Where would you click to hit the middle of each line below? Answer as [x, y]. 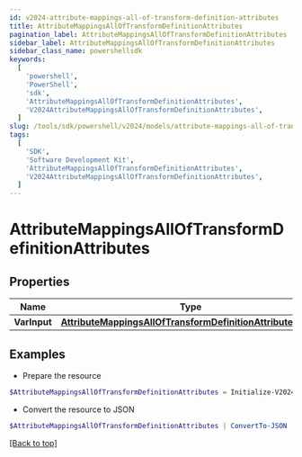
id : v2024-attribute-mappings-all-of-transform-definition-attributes [144, 18]
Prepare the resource [62, 375]
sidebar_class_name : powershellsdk [76, 51]
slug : [19, 127]
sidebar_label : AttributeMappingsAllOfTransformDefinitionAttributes [142, 43]
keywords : [28, 59]
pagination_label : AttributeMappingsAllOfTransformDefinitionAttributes [148, 34]
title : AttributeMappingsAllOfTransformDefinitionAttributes [126, 26]
